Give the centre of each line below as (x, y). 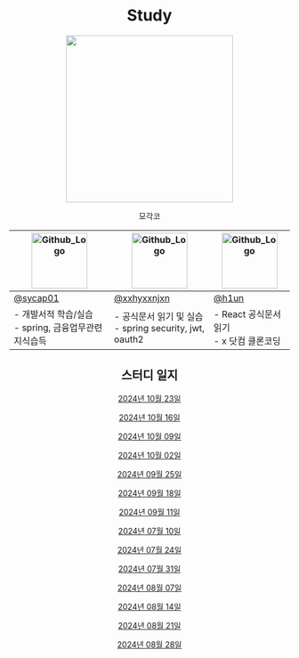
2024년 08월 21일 (149, 625)
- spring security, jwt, (159, 328)
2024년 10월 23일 (149, 398)
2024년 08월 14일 (149, 606)
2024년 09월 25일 (149, 474)
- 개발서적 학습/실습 (53, 314)
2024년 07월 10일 (149, 531)
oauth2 (129, 339)
